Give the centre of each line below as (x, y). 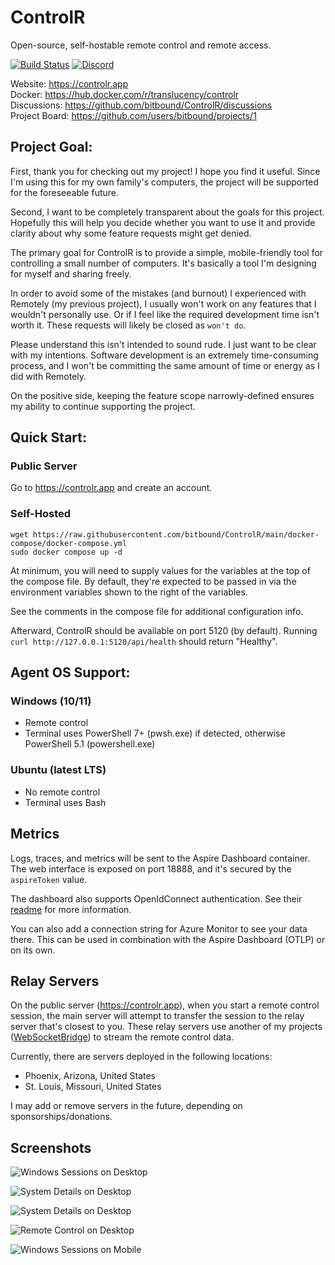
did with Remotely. (48, 376)
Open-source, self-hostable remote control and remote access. (141, 45)
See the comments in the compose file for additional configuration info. (157, 611)
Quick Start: (48, 437)
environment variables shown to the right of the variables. (129, 592)
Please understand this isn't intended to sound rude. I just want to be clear (163, 344)
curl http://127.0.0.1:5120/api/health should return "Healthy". (144, 641)
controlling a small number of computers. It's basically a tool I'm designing (163, 263)
